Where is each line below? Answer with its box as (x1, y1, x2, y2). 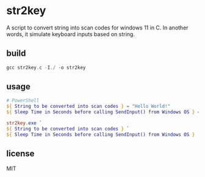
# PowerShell (6, 97, 40, 104)
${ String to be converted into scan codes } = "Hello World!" (6, 104, 171, 110)
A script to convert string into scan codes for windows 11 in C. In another (6, 24, 189, 31)
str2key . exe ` (6, 120, 43, 126)
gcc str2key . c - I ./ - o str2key (6, 64, 86, 70)
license (6, 148, 35, 159)
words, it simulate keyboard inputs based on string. (6, 30, 135, 37)
